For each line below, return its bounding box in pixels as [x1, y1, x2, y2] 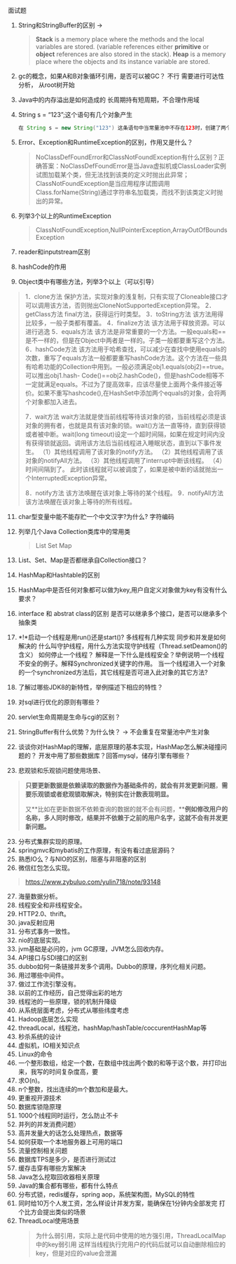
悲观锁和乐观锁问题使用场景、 [18, 766, 104, 774]
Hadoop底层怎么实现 [18, 1014, 78, 1023]
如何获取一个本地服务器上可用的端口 [18, 1137, 123, 1145]
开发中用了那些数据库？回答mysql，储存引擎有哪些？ [38, 751, 191, 760]
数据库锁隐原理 [18, 1102, 62, 1110]
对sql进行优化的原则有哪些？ [18, 697, 101, 706]
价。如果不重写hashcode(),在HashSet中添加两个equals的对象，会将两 [25, 389, 227, 397]
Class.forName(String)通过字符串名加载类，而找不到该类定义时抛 [35, 188, 223, 196]
